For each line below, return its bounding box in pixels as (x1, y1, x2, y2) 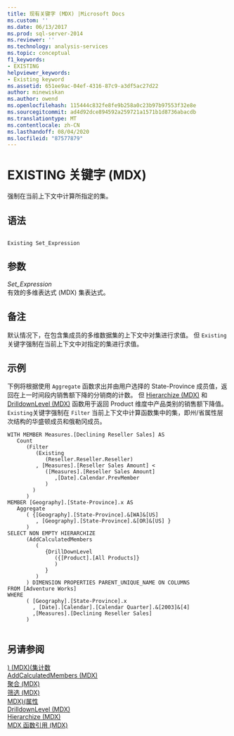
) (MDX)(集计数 (7, 663, 51, 672)
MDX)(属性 (7, 697, 39, 706)
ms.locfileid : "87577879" (7, 135, 83, 142)
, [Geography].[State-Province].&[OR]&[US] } (35, 518, 171, 525)
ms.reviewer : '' (7, 37, 55, 44)
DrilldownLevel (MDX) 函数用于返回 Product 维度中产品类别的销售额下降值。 (7, 399, 228, 408)
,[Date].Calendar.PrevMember (54, 475, 140, 482)
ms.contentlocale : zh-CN (7, 121, 80, 129)
